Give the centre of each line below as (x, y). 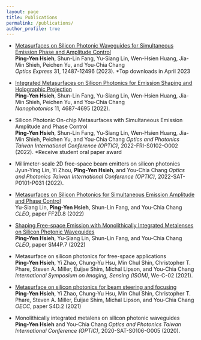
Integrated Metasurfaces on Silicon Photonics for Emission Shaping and (103, 83)
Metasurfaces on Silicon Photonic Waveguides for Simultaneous (94, 46)
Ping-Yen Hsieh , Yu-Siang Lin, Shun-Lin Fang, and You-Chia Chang (98, 238)
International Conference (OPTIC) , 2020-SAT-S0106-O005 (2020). (97, 331)
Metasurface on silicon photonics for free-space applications (91, 256)
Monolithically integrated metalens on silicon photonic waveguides (97, 318)
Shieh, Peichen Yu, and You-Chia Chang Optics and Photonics (103, 140)
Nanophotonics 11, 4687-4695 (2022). (62, 108)
